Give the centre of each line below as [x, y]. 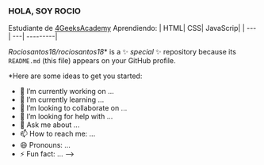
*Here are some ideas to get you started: [75, 76]
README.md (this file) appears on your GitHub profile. [92, 61]
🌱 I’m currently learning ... [62, 99]
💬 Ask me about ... [50, 125]
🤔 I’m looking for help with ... [66, 117]
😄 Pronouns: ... [45, 145]
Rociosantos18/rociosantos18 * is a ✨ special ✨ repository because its [122, 52]
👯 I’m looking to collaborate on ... [73, 108]
